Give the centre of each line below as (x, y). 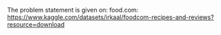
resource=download (36, 24)
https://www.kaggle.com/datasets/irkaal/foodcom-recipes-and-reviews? (110, 17)
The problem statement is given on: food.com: (73, 10)
